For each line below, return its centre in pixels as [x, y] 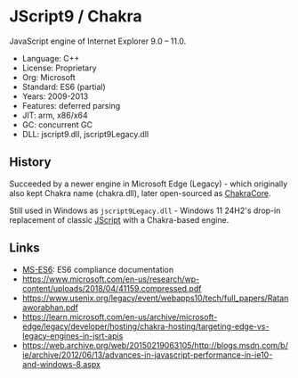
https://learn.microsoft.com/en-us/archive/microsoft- [120, 316]
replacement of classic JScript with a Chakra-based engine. [119, 219]
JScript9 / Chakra [76, 16]
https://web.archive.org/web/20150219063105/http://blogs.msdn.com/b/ [155, 345]
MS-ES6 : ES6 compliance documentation [98, 269]
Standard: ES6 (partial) [64, 86]
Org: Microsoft [48, 77]
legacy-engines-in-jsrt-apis [72, 335]
